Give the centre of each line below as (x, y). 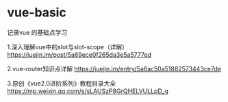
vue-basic (37, 13)
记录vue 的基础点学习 (37, 32)
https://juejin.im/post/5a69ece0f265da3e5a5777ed (79, 54)
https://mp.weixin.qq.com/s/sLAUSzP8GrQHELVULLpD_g (88, 91)
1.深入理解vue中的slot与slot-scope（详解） (68, 47)
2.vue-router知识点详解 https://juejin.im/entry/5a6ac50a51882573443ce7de (114, 68)
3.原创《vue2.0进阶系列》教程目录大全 (62, 83)
